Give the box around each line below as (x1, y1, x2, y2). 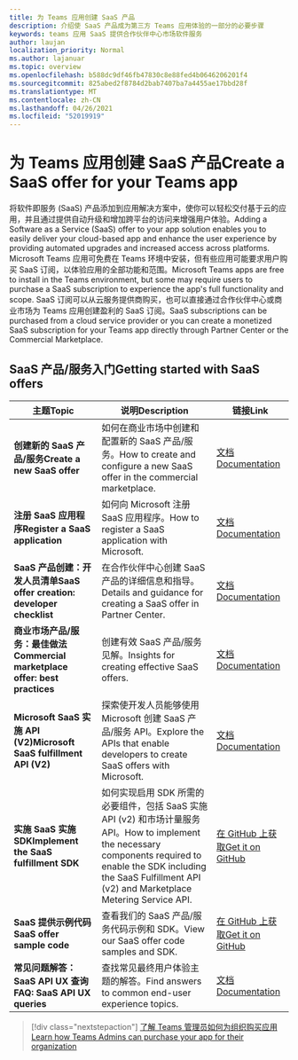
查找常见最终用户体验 (101, 962, 191, 974)
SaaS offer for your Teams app (9, 172, 239, 192)
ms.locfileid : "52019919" (9, 112, 105, 121)
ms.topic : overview (9, 63, 82, 72)
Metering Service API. (101, 893, 192, 906)
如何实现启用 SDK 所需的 (101, 786, 205, 798)
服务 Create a (26, 452, 81, 465)
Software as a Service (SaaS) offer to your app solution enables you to (9, 224, 267, 235)
